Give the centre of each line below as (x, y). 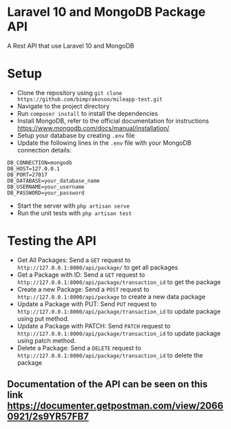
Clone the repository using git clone (70, 92)
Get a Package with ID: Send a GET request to (81, 275)
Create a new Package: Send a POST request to (83, 289)
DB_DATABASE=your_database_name (53, 181)
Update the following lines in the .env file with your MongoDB (104, 143)
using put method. (43, 319)
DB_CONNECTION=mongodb (40, 163)
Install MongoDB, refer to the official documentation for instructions (113, 121)
